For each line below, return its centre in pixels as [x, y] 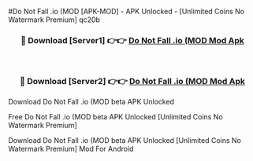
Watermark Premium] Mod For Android [71, 148]
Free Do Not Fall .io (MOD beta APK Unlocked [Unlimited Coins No [115, 116]
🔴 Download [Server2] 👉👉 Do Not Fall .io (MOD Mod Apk [132, 82]
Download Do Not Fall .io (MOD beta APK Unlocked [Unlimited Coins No [125, 140]
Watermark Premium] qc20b [54, 20]
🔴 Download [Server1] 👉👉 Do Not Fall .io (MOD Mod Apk [132, 40]
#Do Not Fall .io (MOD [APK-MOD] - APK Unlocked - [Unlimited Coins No [126, 11]
